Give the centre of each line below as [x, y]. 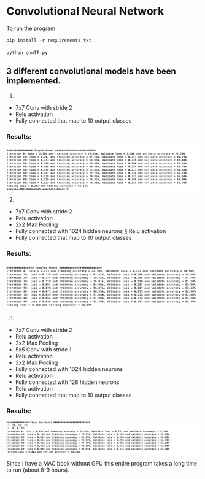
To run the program [31, 28]
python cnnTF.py [27, 52]
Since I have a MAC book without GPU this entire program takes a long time [102, 464]
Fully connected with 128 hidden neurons [67, 382]
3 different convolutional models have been [91, 71]
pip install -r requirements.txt [49, 40]
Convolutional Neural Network [85, 11]
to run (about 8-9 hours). [38, 470]
